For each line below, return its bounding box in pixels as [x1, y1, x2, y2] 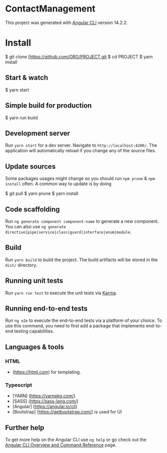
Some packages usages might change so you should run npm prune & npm [5, 176, 156, 182]
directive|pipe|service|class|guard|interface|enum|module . [5, 229, 132, 235]
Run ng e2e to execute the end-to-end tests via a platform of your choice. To [5, 317, 163, 323]
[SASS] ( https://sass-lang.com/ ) [12, 398, 79, 404]
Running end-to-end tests [5, 304, 88, 313]
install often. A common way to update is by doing [5, 181, 112, 187]
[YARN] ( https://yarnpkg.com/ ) [12, 393, 76, 399]
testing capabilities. [14, 328, 54, 334]
